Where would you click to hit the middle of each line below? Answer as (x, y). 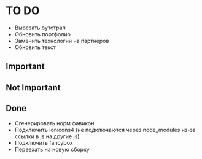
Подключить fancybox (44, 142)
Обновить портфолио (43, 34)
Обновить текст (35, 47)
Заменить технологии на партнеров (62, 41)
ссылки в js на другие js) (47, 136)
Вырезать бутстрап (40, 28)
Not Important (33, 87)
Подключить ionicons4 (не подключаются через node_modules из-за (105, 130)
